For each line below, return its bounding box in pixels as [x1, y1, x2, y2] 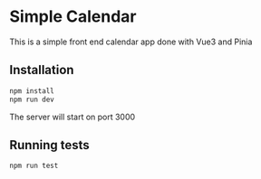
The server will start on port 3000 [9, 111, 136, 122]
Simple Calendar [9, 6, 137, 27]
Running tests [9, 137, 91, 153]
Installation [9, 62, 74, 78]
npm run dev [9, 95, 54, 104]
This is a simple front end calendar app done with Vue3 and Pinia [9, 36, 253, 47]
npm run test [9, 161, 59, 171]
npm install [9, 86, 54, 96]
